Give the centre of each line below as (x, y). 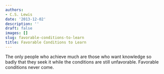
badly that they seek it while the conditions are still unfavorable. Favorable (82, 62)
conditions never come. (30, 67)
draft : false (19, 28)
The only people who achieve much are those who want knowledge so (78, 56)
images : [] (17, 33)
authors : (14, 10)
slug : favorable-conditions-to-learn (45, 38)
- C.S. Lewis (19, 14)
